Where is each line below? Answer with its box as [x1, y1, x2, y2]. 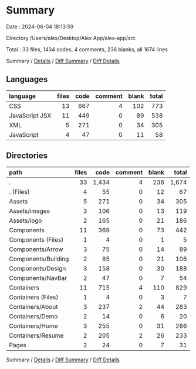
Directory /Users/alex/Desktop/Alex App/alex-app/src [6, 34, 136, 41]
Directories [6, 151, 48, 161]
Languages [6, 74, 48, 84]
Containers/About [9, 302, 58, 311]
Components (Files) [9, 235, 64, 243]
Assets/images [9, 207, 50, 215]
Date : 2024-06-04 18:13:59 [6, 23, 74, 30]
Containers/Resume [9, 331, 64, 340]
